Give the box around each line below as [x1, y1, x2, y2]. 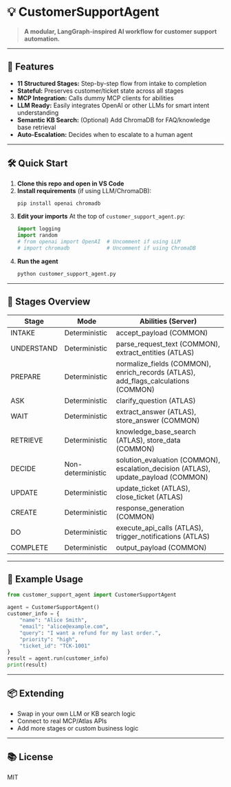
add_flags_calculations [115, 376, 190, 386]
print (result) [7, 661, 48, 669]
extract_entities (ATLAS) [115, 348, 195, 357]
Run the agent [16, 257, 58, 265]
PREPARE [10, 372, 41, 381]
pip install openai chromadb [16, 200, 101, 207]
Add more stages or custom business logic [16, 724, 139, 732]
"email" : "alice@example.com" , [19, 623, 109, 630]
